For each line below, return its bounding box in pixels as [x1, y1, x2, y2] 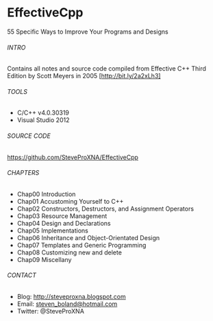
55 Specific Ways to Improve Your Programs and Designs [7, 27, 169, 36]
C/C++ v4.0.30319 [16, 108, 70, 117]
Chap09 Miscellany [16, 255, 72, 263]
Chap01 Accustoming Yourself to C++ [16, 197, 124, 205]
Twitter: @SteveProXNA [16, 307, 84, 315]
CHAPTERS [7, 169, 40, 177]
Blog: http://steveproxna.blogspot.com [16, 292, 126, 300]
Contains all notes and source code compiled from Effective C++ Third [7, 64, 207, 73]
